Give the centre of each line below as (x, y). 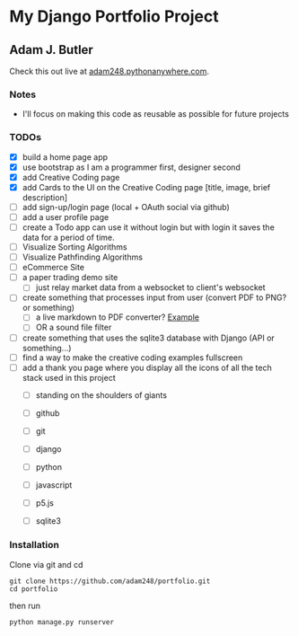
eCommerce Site (53, 268)
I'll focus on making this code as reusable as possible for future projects (156, 114)
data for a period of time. (68, 238)
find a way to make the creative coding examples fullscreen (132, 358)
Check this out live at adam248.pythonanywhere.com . (109, 71)
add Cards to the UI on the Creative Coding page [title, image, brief (146, 187)
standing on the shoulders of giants (101, 395)
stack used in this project (69, 377)
